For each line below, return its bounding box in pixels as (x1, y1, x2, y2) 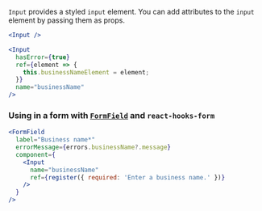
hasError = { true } (15, 53, 70, 61)
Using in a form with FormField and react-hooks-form (8, 109, 215, 120)
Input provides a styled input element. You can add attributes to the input (8, 7, 255, 16)
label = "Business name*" (15, 136, 95, 144)
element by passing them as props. (8, 15, 125, 25)
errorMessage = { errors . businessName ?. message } (15, 143, 172, 152)
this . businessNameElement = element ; (23, 68, 150, 76)
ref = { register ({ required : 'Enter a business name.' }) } (29, 173, 226, 181)
